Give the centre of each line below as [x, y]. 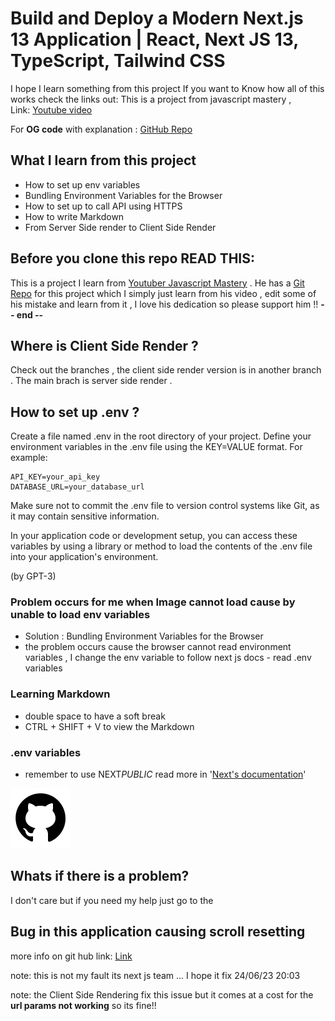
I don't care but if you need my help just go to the [112, 900]
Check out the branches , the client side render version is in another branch [166, 370]
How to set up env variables [82, 184]
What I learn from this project [103, 160]
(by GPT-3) [33, 576]
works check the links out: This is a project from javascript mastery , [151, 99]
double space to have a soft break [95, 716]
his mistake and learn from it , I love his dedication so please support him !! [164, 304]
